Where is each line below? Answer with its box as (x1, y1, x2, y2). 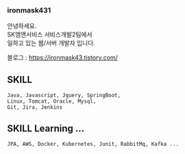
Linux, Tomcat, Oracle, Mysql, (7, 98, 97, 105)
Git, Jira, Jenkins (7, 104, 63, 111)
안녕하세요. (7, 22, 37, 30)
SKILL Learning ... (7, 123, 85, 134)
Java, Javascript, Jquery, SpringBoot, (7, 92, 121, 99)
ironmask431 (7, 5, 51, 15)
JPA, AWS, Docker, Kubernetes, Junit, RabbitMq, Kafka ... (7, 140, 180, 147)
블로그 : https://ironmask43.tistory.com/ (7, 53, 118, 62)
